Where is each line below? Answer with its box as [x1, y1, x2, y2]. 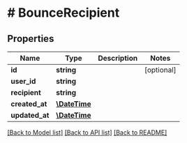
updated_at [10, 110, 50, 120]
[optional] [144, 65, 177, 75]
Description [97, 54, 138, 63]
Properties [7, 33, 54, 45]
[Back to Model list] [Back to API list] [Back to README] [7, 128, 167, 137]
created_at [10, 99, 47, 109]
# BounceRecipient [7, 5, 120, 21]
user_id [10, 77, 36, 86]
